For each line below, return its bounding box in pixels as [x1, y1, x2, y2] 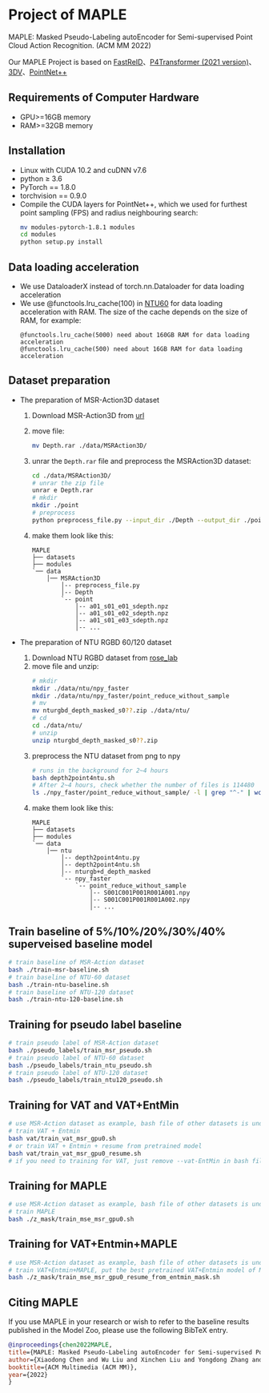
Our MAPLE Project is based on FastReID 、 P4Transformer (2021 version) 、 [8, 57, 256, 66]
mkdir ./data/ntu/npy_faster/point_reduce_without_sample [31, 691, 230, 700]
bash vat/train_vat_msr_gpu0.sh [8, 1134, 116, 1142]
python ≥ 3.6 [19, 174, 62, 183]
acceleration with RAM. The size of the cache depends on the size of [19, 307, 248, 316]
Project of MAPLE [8, 6, 127, 24]
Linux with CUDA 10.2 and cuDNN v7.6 [19, 165, 147, 175]
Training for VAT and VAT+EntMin [8, 1098, 179, 1112]
